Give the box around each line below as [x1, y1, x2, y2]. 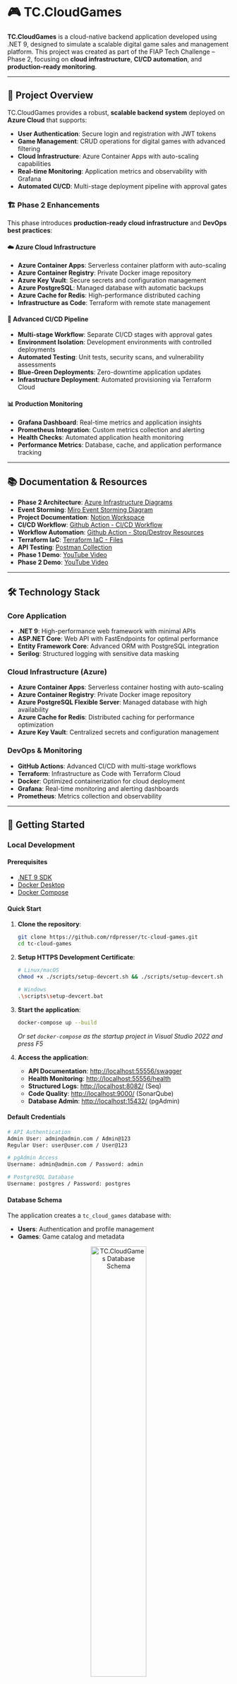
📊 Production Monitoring [7, 400, 83, 408]
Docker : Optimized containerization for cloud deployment [17, 777, 186, 785]
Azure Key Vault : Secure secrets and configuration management [17, 276, 207, 285]
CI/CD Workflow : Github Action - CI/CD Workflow [17, 520, 163, 529]
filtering [17, 144, 41, 153]
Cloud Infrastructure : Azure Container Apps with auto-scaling [17, 152, 199, 160]
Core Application [7, 611, 67, 621]
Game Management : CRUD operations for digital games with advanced [17, 137, 226, 145]
